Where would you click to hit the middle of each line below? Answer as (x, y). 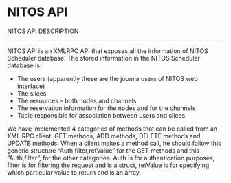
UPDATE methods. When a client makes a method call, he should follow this (114, 143)
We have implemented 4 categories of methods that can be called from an (112, 129)
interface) (31, 86)
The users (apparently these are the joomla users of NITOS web (107, 78)
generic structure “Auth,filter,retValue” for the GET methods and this (103, 150)
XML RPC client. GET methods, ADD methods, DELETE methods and (104, 136)
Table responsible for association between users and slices (101, 115)
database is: (24, 65)
